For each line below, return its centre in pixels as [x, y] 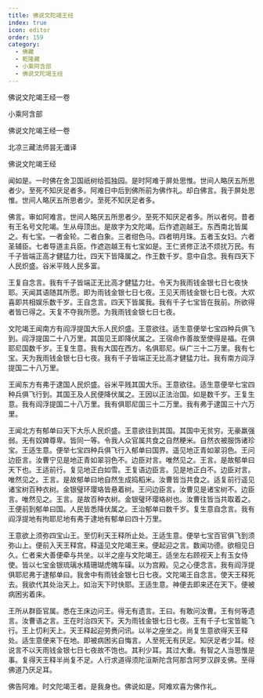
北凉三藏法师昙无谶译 [42, 147]
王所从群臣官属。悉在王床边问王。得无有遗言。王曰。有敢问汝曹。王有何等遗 [131, 611]
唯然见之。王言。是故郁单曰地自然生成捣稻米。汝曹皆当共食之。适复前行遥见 [131, 479]
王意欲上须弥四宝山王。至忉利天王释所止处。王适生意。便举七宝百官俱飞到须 [131, 535]
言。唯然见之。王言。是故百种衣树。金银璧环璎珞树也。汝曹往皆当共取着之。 [131, 499]
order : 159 [26, 37]
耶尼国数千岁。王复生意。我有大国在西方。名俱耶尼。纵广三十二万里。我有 [128, 348]
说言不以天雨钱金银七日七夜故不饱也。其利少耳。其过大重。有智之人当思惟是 [131, 650]
